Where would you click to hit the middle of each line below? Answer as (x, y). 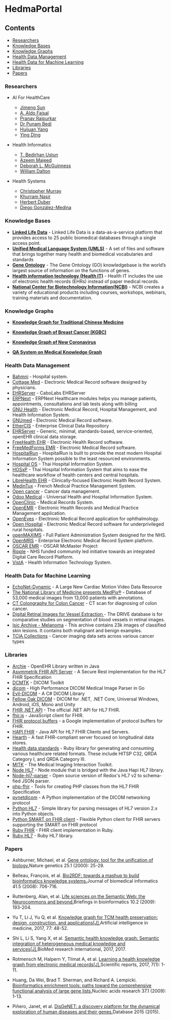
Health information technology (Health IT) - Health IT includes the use (88, 276)
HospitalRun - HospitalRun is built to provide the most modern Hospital (87, 453)
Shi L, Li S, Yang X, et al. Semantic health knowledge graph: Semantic (85, 938)
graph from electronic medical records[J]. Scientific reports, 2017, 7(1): (86, 964)
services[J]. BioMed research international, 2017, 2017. (69, 949)
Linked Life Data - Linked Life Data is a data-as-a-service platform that (87, 232)
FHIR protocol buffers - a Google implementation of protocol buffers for (88, 721)
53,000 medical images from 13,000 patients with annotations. (78, 598)
